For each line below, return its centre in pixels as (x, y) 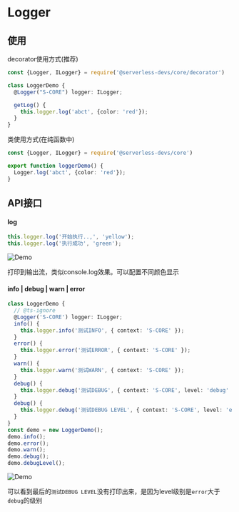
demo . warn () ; (27, 450)
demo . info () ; (27, 436)
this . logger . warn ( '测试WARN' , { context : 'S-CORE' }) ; (102, 370)
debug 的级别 (25, 501)
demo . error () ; (29, 443)
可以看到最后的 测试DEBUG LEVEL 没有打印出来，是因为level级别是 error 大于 (114, 492)
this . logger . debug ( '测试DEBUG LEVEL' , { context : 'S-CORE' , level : (122, 410)
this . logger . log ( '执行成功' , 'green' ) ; (65, 244)
